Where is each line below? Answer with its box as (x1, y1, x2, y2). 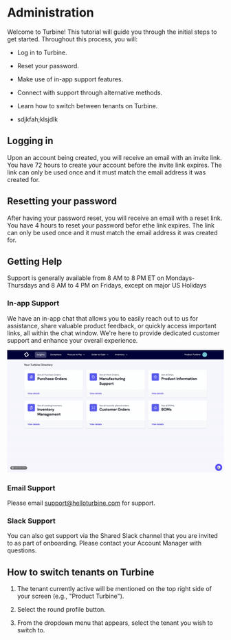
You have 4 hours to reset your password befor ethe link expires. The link (7, 221, 215, 229)
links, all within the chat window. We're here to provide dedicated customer (7, 329, 220, 337)
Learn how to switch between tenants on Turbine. (16, 101, 158, 110)
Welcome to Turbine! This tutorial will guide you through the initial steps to (7, 28, 217, 36)
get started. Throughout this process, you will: (7, 34, 138, 43)
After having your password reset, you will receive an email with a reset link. (7, 214, 223, 222)
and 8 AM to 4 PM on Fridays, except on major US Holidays (38, 281, 207, 290)
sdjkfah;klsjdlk (16, 115, 58, 123)
